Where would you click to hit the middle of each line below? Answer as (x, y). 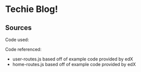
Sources (18, 28)
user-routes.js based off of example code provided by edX (73, 59)
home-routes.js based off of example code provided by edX (74, 64)
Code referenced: (23, 49)
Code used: (17, 39)
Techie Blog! (32, 9)
